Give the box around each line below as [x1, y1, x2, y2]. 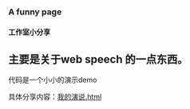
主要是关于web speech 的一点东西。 [8, 53, 188, 66]
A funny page [8, 6, 62, 18]
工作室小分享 [8, 27, 50, 37]
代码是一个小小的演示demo [8, 75, 97, 85]
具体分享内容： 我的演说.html [8, 92, 102, 102]
